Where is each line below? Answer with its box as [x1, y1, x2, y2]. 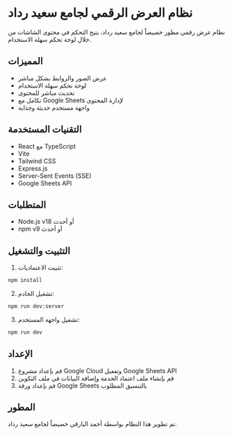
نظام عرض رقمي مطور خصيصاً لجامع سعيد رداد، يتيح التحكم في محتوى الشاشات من [8, 28, 225, 36]
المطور [8, 402, 35, 413]
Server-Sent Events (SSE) [17, 172, 92, 180]
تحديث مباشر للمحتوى [17, 88, 75, 97]
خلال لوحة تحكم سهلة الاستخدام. [8, 35, 92, 43]
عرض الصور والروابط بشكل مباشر [17, 74, 107, 82]
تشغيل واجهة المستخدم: [17, 315, 80, 324]
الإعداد [8, 348, 33, 360]
